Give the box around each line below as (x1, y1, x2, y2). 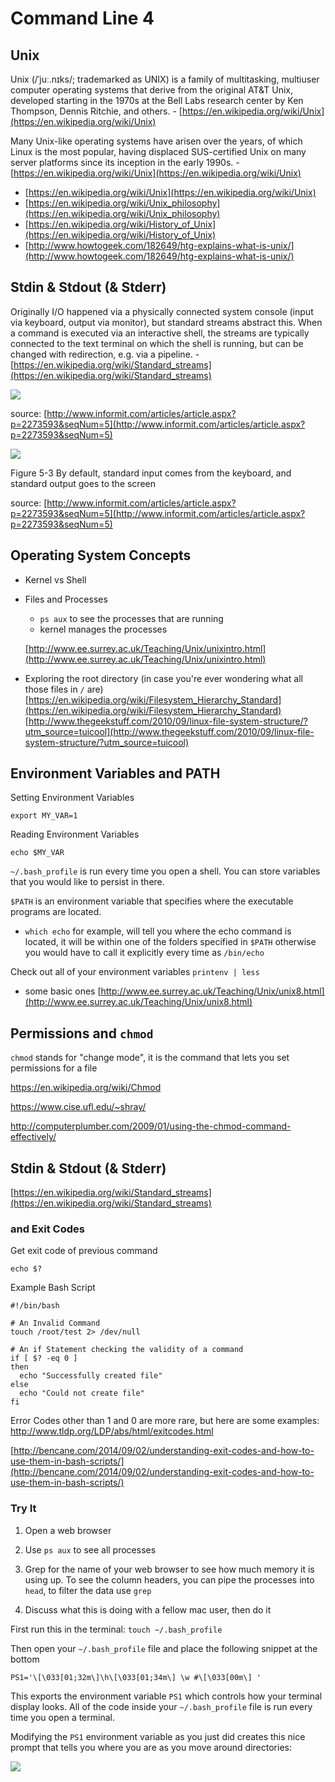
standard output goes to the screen (10, 477, 156, 489)
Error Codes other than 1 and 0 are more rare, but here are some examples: (10, 1415, 320, 1427)
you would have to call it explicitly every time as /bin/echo (24, 947, 265, 959)
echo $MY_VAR (10, 848, 65, 858)
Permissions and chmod (10, 1025, 154, 1042)
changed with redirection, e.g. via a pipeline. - (10, 348, 200, 360)
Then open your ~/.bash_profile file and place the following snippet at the (10, 1642, 318, 1654)
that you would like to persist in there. (10, 876, 165, 888)
